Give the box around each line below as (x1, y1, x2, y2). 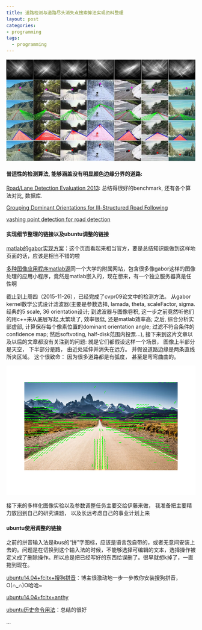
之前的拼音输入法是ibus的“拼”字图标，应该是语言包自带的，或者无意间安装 (6, 539, 190, 546)
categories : (6, 22, 36, 28)
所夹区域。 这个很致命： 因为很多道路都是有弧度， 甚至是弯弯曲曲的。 (6, 353, 179, 361)
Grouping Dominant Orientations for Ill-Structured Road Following (6, 204, 168, 211)
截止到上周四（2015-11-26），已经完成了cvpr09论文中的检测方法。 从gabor (6, 293, 191, 301)
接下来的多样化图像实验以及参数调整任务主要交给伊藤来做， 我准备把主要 (6, 502, 187, 509)
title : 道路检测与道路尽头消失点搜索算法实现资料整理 (6, 10, 124, 16)
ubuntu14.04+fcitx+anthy (6, 594, 69, 601)
